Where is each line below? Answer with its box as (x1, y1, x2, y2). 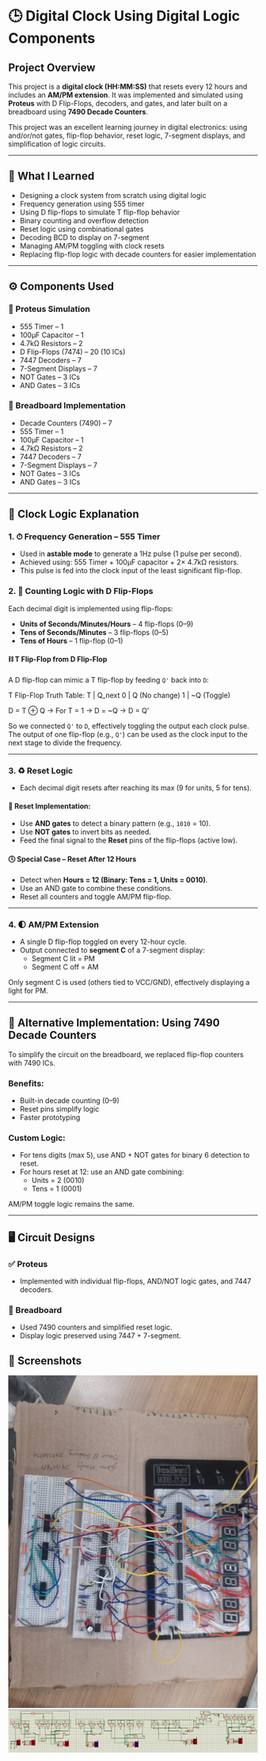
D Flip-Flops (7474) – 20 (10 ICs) (19, 347, 126, 356)
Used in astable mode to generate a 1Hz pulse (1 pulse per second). (19, 549, 242, 559)
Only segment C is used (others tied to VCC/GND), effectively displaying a (8, 977, 250, 987)
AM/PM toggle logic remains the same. (8, 1200, 135, 1209)
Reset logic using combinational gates (19, 224, 144, 234)
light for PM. (8, 986, 49, 995)
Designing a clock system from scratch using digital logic (19, 190, 207, 200)
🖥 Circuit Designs (8, 1230, 95, 1244)
